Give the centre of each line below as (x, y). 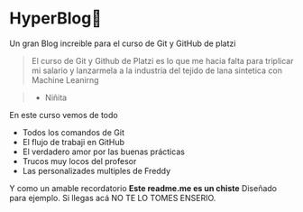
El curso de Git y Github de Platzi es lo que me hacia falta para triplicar (162, 60)
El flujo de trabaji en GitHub (73, 142)
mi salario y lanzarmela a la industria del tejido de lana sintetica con (156, 70)
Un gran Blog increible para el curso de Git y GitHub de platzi (123, 43)
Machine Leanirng (65, 79)
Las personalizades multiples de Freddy (96, 171)
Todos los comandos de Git (73, 132)
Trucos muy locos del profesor (79, 161)
